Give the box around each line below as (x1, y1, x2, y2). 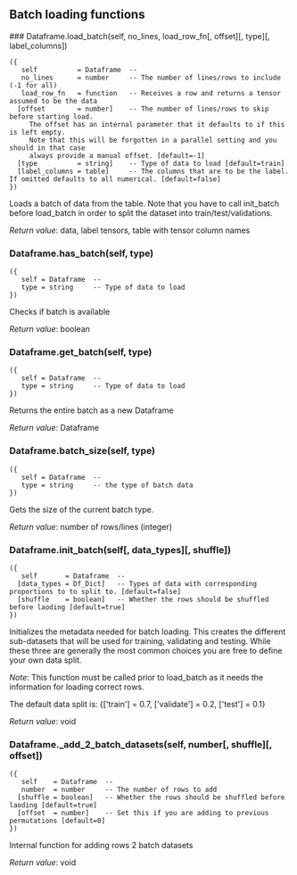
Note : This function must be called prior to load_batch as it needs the (9, 673, 264, 682)
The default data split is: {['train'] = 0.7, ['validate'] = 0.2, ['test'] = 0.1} (9, 699, 266, 709)
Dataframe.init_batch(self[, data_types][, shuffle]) (9, 543, 232, 556)
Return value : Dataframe (9, 423, 100, 433)
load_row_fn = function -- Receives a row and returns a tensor (21, 88, 281, 97)
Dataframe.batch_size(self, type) (9, 445, 156, 458)
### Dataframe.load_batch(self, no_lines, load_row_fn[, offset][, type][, (9, 30, 270, 41)
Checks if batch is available (9, 307, 111, 318)
